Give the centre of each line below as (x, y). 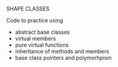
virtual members (35, 38)
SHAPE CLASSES (28, 9)
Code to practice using (35, 20)
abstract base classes (42, 32)
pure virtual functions (42, 45)
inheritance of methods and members (62, 51)
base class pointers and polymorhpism (63, 58)
